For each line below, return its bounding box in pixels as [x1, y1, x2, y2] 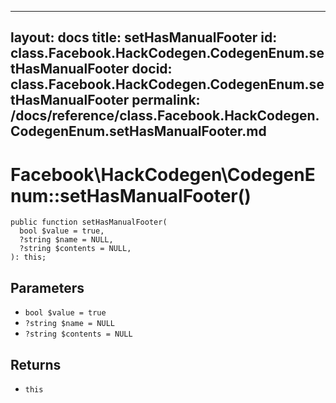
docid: [131, 61, 173, 78]
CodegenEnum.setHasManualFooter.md [10, 123, 267, 140]
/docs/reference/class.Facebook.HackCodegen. [10, 107, 320, 125]
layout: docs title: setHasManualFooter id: [10, 29, 278, 46]
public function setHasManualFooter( [10, 217, 168, 228]
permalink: [131, 92, 201, 109]
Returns [10, 356, 62, 373]
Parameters [10, 279, 85, 296]
